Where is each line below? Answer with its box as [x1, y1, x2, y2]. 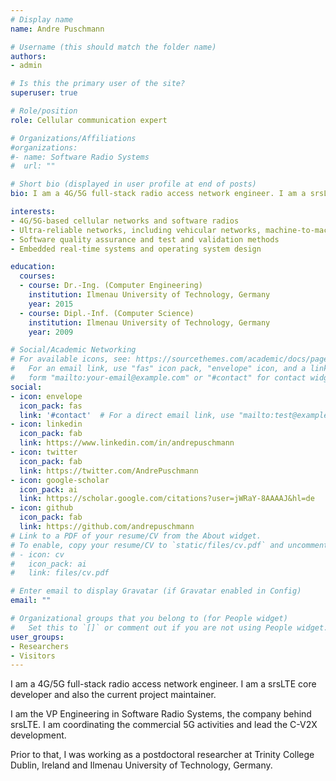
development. [10, 729, 67, 741]
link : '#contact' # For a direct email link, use [19, 410, 235, 420]
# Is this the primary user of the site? [10, 79, 186, 89]
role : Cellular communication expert [10, 115, 168, 125]
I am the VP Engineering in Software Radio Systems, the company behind [10, 708, 312, 720]
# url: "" [10, 161, 56, 171]
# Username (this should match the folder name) [10, 42, 217, 52]
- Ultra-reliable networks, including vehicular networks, [10, 225, 262, 235]
